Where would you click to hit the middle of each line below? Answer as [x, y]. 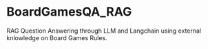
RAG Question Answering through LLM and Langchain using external [104, 31]
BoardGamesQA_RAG [69, 12]
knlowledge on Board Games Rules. [57, 37]
